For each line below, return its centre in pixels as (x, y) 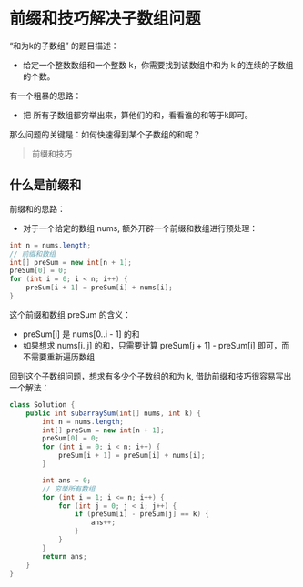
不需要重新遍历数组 (59, 357)
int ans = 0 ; (67, 480)
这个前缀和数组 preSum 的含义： (71, 314)
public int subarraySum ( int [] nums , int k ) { (114, 413)
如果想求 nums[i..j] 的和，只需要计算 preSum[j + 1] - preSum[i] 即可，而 (156, 345)
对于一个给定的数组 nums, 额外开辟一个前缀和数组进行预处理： (140, 228)
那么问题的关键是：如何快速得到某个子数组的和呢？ (105, 134)
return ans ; (65, 556)
